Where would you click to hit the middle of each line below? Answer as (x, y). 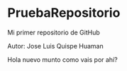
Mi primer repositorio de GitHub (54, 32)
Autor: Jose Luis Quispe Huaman (56, 46)
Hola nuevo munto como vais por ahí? (63, 59)
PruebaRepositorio (64, 13)
